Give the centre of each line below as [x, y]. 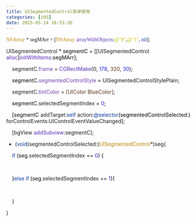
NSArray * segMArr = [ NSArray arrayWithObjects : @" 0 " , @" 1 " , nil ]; [78, 40]
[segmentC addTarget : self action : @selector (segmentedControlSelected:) [101, 115]
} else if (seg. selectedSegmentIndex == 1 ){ [63, 179]
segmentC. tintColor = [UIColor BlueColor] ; [63, 92]
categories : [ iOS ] [29, 17]
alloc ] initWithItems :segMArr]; [42, 57]
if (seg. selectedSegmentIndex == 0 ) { [58, 156]
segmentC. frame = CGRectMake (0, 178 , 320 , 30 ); [72, 69]
